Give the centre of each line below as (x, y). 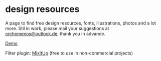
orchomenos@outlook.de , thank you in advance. (55, 33)
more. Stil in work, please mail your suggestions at (57, 28)
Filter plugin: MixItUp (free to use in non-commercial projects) (69, 53)
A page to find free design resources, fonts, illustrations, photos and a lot (81, 23)
